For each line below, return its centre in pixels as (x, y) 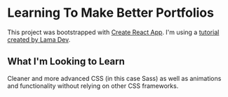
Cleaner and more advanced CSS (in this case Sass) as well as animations (114, 78)
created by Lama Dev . (39, 39)
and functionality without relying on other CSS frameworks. (93, 86)
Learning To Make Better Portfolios (110, 13)
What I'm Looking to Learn (66, 62)
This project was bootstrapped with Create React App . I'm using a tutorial (113, 32)
